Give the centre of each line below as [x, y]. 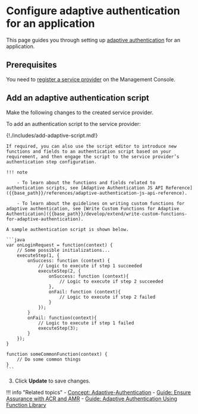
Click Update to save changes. [52, 381]
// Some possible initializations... [64, 250]
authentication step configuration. [51, 162]
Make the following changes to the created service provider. [80, 112]
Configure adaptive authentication [93, 11]
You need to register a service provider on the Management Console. [91, 79]
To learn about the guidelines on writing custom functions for [103, 203]
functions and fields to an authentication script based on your [89, 151]
